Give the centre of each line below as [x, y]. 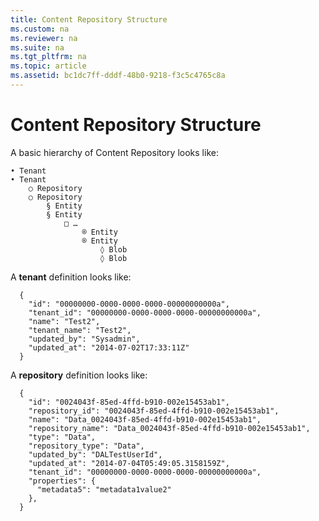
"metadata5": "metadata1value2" [104, 489]
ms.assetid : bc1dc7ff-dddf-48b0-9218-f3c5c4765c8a [118, 76]
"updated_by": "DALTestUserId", [95, 454]
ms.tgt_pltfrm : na [48, 57]
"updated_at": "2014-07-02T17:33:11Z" [109, 347]
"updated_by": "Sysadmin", [84, 339]
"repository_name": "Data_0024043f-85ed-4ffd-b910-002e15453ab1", [169, 428]
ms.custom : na [40, 29]
